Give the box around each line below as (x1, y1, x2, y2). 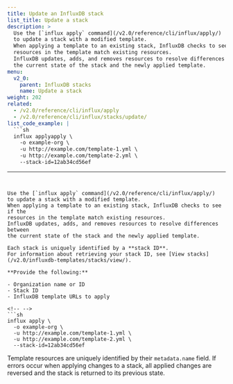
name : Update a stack (19, 87, 82, 94)
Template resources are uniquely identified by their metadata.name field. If (7, 353, 216, 362)
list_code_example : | (7, 119, 70, 127)
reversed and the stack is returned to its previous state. (7, 369, 165, 377)
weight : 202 (7, 94, 42, 101)
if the (7, 208, 26, 215)
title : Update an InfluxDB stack (7, 10, 104, 17)
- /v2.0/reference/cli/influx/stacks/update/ (13, 113, 148, 120)
